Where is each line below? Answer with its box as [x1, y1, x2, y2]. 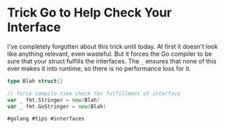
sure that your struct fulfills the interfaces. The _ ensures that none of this [7, 57, 217, 65]
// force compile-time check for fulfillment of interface [7, 90, 181, 97]
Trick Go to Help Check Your [7, 5, 173, 21]
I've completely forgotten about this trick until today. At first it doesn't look [7, 42, 219, 50]
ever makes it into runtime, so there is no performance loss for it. [7, 64, 191, 72]
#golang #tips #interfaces [7, 115, 85, 122]
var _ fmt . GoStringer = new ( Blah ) [7, 103, 107, 110]
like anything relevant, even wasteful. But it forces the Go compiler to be [7, 50, 213, 58]
